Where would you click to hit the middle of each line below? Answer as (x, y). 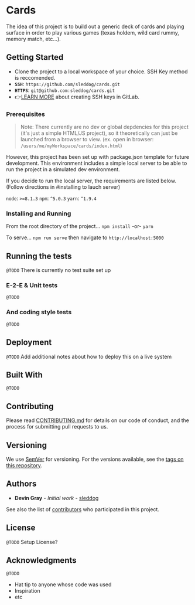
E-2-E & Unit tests (32, 285)
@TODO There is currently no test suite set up (59, 270)
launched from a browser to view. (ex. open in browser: (87, 140)
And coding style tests (39, 312)
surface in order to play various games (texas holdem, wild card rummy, (93, 32)
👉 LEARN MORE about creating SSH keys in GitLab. (77, 97)
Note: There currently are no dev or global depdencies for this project (105, 127)
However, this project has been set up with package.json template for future (97, 157)
